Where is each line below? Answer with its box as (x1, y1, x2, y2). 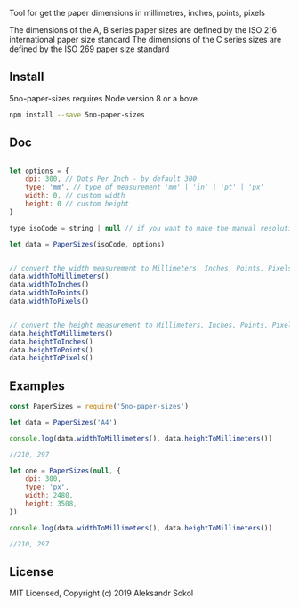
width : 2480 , (25, 491, 74, 500)
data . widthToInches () (9, 280, 90, 289)
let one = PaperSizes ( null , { (9, 466, 122, 475)
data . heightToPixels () (9, 353, 93, 363)
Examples (9, 378, 65, 393)
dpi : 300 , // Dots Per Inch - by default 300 (25, 174, 198, 183)
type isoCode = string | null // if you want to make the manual (9, 223, 256, 232)
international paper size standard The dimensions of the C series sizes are (9, 35, 282, 45)
